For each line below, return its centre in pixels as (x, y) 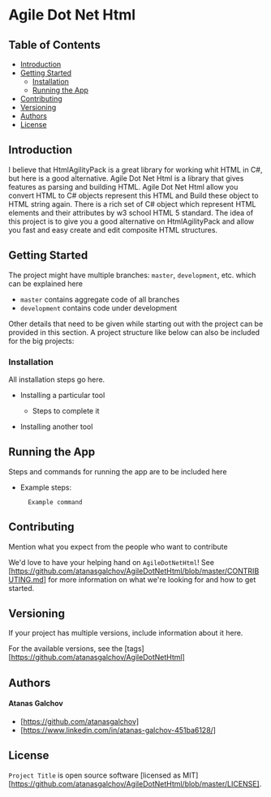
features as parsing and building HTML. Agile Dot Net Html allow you (123, 186)
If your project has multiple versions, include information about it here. (126, 633)
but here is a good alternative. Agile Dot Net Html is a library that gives (126, 178)
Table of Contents (55, 45)
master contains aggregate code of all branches (100, 299)
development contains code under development (99, 308)
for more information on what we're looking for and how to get (152, 579)
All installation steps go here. (57, 379)
